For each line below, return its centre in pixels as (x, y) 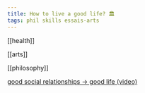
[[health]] (21, 40)
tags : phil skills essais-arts (53, 20)
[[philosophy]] (28, 68)
